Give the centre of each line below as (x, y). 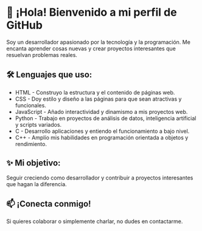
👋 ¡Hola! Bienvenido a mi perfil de (92, 12)
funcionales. (31, 105)
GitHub (24, 25)
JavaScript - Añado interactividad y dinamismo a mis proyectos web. (101, 112)
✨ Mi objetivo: (33, 163)
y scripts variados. (38, 124)
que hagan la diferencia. (37, 184)
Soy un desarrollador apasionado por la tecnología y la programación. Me (98, 42)
